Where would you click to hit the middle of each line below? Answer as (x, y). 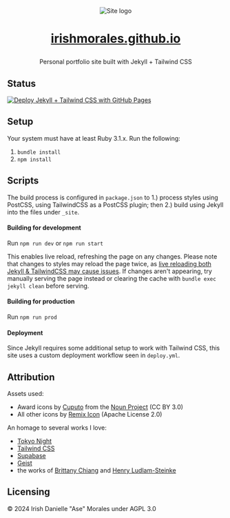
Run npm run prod (32, 317)
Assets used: (25, 394)
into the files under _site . (43, 212)
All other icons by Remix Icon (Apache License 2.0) (90, 415)
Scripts (23, 181)
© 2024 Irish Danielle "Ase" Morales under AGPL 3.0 (82, 508)
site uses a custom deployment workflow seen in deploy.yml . (94, 355)
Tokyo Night (34, 441)
